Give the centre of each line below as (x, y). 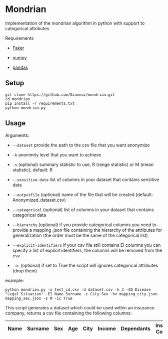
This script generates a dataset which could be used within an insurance (80, 307)
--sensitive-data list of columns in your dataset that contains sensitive (86, 180)
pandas (20, 67)
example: (14, 280)
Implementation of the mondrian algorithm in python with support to (75, 23)
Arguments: (17, 135)
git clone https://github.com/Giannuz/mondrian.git (60, 95)
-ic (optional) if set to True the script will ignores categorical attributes (85, 265)
